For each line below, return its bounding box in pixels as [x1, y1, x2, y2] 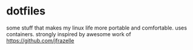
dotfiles [6, 4, 46, 18]
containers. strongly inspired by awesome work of [6, 30, 131, 37]
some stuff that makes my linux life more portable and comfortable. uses [6, 24, 188, 31]
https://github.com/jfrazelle [6, 37, 74, 44]
